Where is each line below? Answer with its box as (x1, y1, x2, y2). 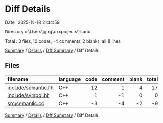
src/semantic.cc (7, 100, 45, 107)
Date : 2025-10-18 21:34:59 (5, 19, 60, 25)
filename (7, 76, 29, 83)
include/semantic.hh (7, 84, 54, 91)
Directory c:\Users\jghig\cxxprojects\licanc (5, 29, 91, 34)
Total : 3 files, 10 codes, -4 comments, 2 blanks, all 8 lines (5, 38, 121, 44)
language (58, 76, 81, 83)
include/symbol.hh (7, 92, 50, 99)
